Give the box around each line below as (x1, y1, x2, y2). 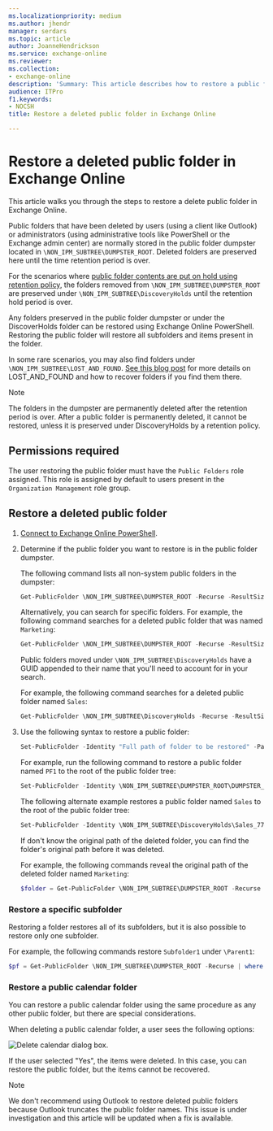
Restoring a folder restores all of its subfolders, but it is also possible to (8, 922, 246, 932)
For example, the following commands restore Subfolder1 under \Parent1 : (8, 946, 255, 956)
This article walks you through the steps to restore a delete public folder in (8, 196, 258, 206)
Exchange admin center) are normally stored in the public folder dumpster (8, 237, 256, 248)
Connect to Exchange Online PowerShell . (19, 528, 158, 537)
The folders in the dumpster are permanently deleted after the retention (8, 403, 248, 413)
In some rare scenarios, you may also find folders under (8, 355, 196, 364)
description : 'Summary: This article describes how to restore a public (8, 80, 260, 88)
